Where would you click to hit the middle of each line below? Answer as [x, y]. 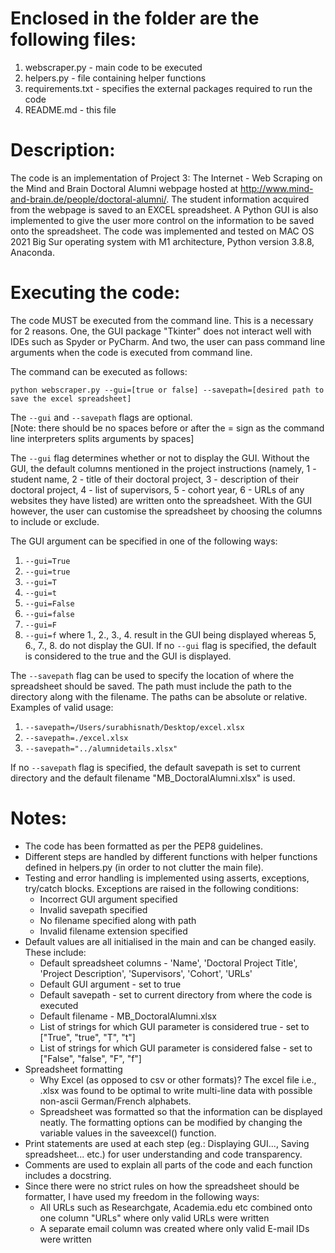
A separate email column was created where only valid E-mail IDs [174, 1228]
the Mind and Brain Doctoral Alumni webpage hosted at [124, 188]
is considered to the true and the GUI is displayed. [128, 656]
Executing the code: [95, 293]
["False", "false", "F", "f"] [90, 1058]
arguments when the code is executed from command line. [131, 352]
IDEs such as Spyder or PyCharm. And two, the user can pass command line [168, 341]
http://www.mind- [277, 188]
